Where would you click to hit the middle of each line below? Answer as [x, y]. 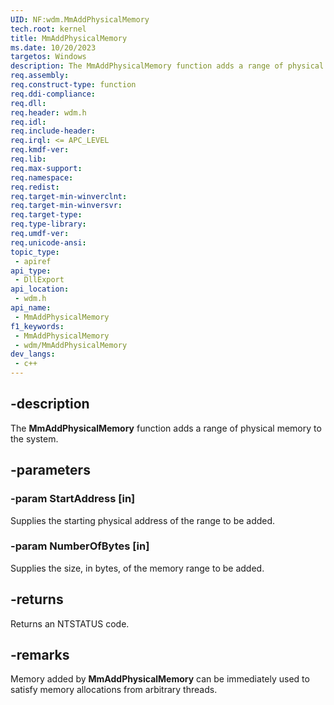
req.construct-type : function [73, 85]
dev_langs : [33, 354]
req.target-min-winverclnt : [69, 196]
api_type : [31, 271]
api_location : [40, 289]
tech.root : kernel [48, 29]
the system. [34, 438]
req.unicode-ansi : [48, 242]
